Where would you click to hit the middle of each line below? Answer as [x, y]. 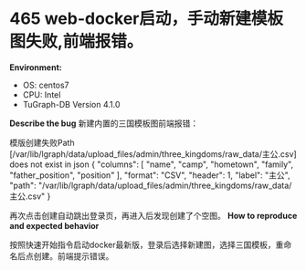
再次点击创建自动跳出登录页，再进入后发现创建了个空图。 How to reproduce [153, 215]
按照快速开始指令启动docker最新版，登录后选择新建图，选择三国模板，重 [147, 244]
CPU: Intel [42, 94]
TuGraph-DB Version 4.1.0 [71, 104]
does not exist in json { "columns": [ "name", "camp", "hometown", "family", [152, 164]
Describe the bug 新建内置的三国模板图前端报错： [104, 123]
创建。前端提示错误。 [74, 255]
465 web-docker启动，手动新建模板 [147, 19]
